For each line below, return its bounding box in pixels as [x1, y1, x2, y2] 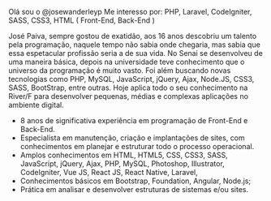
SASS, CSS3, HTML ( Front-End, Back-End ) [8, 15, 156, 25]
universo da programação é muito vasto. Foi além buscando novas [8, 66, 231, 75]
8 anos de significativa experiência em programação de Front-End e [19, 116, 248, 125]
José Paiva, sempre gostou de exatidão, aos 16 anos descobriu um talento [8, 32, 257, 41]
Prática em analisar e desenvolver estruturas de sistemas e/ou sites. [19, 185, 249, 194]
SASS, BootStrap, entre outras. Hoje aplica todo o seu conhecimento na [8, 83, 248, 92]
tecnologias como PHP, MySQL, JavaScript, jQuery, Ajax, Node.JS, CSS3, [8, 75, 255, 83]
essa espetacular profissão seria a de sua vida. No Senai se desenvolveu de [8, 49, 264, 58]
